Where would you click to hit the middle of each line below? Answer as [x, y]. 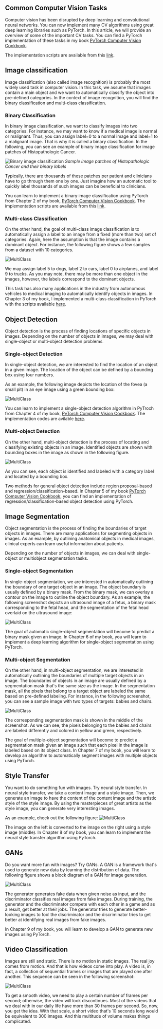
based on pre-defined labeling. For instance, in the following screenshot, [78, 696]
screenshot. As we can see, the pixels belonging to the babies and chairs [78, 725]
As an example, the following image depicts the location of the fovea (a [76, 385]
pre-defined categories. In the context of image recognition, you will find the [81, 97]
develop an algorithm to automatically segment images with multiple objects [81, 755]
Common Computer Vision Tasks [56, 8]
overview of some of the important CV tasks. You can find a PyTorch [74, 35]
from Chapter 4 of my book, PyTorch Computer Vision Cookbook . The [75, 414]
